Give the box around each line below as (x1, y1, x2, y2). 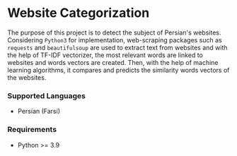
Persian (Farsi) (17, 107, 60, 116)
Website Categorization (7, 5, 150, 21)
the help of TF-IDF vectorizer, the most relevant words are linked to (7, 51, 203, 59)
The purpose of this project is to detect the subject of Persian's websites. (7, 28, 221, 37)
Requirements (7, 125, 57, 135)
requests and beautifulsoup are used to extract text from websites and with (7, 43, 228, 52)
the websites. (7, 73, 47, 82)
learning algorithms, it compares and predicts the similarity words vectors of (7, 66, 230, 74)
